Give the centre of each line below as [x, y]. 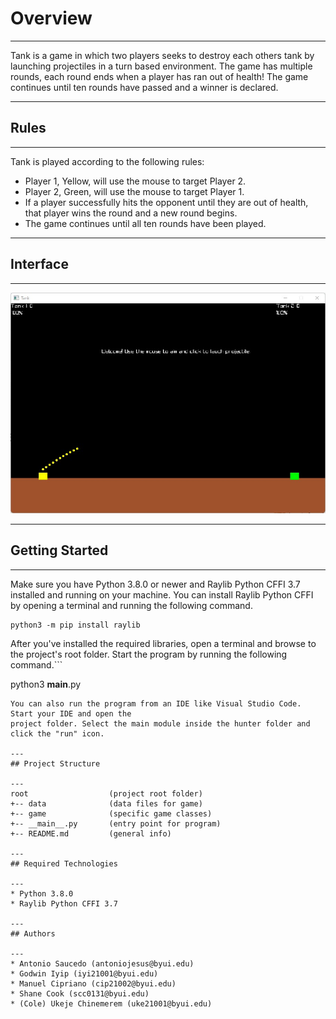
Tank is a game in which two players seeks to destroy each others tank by [162, 55]
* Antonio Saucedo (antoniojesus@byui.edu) [102, 963]
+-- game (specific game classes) [111, 813]
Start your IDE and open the [71, 713]
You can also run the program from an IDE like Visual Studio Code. [156, 703]
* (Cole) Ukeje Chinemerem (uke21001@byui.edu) [111, 1003]
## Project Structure [55, 763]
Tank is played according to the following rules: [107, 161]
